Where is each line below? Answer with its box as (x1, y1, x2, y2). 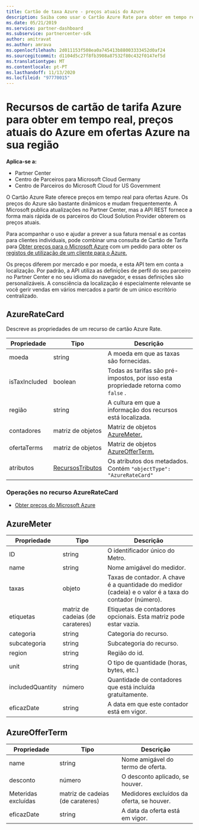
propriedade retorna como (107, 381, 181, 389)
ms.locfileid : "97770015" (6, 75, 70, 81)
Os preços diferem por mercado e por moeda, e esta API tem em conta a (6, 261, 184, 268)
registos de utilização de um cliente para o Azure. (6, 249, 127, 256)
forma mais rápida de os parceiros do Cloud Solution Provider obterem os (6, 213, 186, 220)
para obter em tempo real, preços (6, 113, 174, 126)
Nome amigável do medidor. (107, 563, 187, 572)
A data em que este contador (107, 700, 188, 708)
